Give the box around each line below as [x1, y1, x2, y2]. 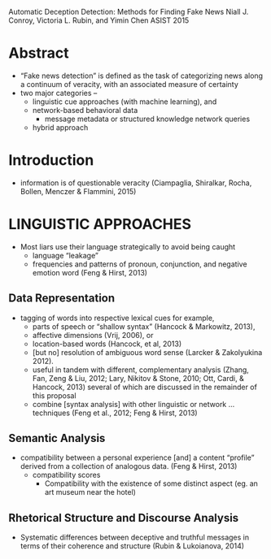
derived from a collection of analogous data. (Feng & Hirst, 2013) [20, 461, 238, 471]
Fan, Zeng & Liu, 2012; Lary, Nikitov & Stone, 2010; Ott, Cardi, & [32, 373, 244, 383]
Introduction [8, 151, 94, 170]
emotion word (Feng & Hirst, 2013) [32, 267, 148, 277]
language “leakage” [32, 250, 99, 260]
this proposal [32, 390, 76, 401]
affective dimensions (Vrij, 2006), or [32, 330, 154, 340]
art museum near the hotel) [44, 487, 137, 497]
